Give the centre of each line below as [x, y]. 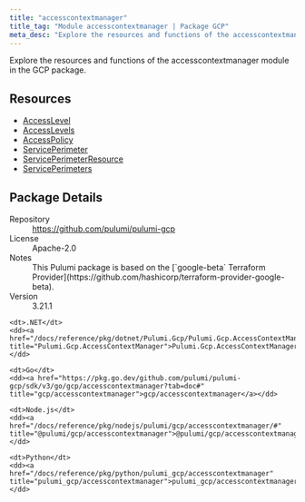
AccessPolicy [48, 140]
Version [24, 296]
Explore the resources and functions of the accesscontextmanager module [149, 61]
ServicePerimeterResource [73, 159]
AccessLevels [49, 130]
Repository [30, 219]
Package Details [56, 197]
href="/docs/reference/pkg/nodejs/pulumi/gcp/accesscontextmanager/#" [146, 426]
